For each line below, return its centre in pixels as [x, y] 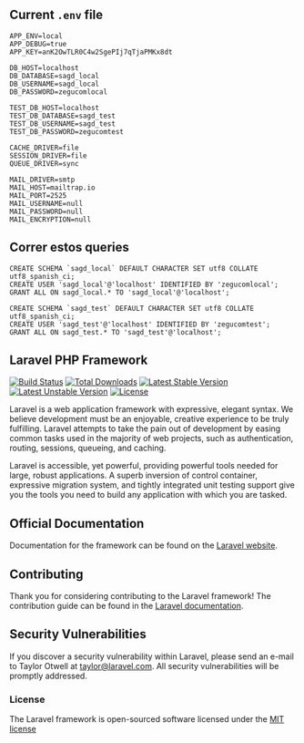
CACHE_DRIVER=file [44, 148]
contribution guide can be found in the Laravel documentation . [127, 606]
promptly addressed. [49, 676]
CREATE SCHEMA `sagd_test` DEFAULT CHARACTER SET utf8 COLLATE [132, 308]
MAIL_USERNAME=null [46, 203]
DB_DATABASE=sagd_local [55, 76]
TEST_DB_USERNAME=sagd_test [63, 124]
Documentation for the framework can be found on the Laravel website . [143, 545]
